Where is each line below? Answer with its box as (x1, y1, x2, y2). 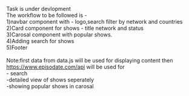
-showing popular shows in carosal (6, 83, 94, 90)
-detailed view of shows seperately (6, 76, 94, 83)
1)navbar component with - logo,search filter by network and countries (6, 18, 183, 25)
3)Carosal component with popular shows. (6, 31, 113, 38)
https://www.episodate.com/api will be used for (6, 63, 125, 70)
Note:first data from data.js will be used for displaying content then (6, 57, 174, 64)
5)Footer (6, 44, 28, 51)
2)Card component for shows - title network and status (6, 24, 144, 32)
